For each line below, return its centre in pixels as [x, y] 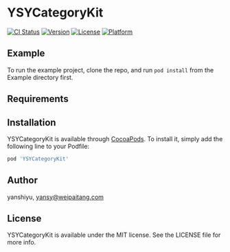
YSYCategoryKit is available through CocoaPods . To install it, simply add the [115, 138]
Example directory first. [40, 77]
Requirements [38, 99]
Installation [32, 122]
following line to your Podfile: [48, 146]
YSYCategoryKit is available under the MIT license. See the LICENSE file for [114, 235]
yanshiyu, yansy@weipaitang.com [56, 197]
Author [22, 180]
